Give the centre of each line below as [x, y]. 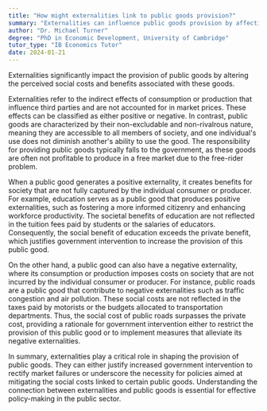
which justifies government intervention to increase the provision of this [126, 241]
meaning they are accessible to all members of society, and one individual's [132, 133]
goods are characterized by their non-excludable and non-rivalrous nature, [131, 124]
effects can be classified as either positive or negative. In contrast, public [128, 116]
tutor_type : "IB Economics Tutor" [66, 45]
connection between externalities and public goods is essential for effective [132, 390]
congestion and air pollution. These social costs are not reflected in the [124, 299]
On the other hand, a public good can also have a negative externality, [123, 265]
